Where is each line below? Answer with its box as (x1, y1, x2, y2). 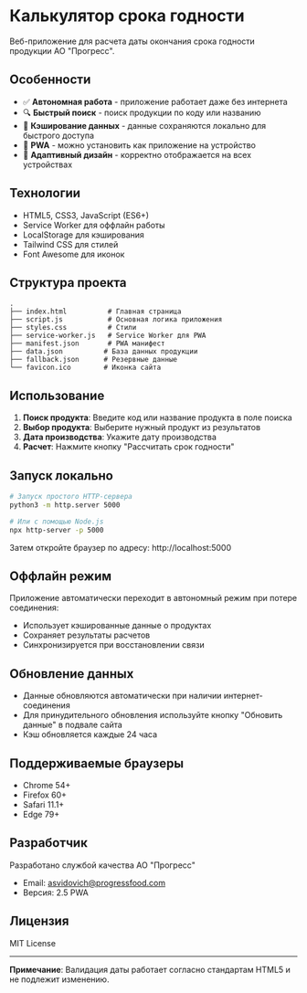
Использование (9, 387, 105, 403)
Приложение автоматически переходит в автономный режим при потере (9, 593, 298, 604)
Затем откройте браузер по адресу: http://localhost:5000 (9, 542, 231, 553)
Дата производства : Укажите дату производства (22, 431, 217, 443)
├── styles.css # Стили (9, 323, 137, 333)
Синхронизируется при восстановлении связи (22, 639, 205, 650)
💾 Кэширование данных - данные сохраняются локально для (22, 120, 267, 131)
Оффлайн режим (9, 568, 112, 584)
